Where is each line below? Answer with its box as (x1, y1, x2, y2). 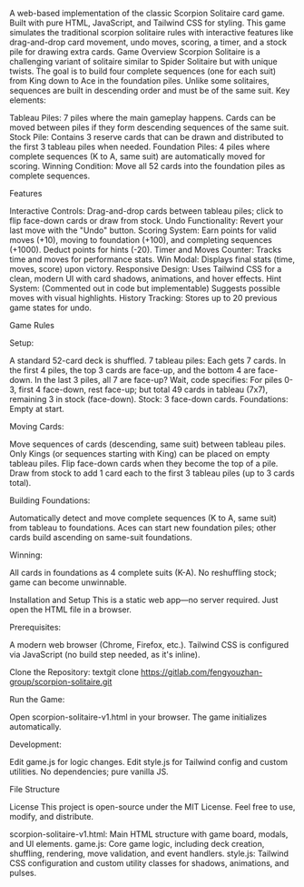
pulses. (9, 868, 37, 878)
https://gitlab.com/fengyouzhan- (140, 667, 263, 677)
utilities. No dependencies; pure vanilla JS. (9, 766, 170, 777)
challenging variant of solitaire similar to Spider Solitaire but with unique (9, 56, 279, 66)
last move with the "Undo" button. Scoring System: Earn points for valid (9, 225, 277, 236)
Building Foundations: (9, 495, 91, 506)
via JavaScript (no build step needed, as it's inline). (9, 650, 201, 660)
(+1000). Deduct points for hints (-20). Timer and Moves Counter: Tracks (9, 245, 282, 255)
